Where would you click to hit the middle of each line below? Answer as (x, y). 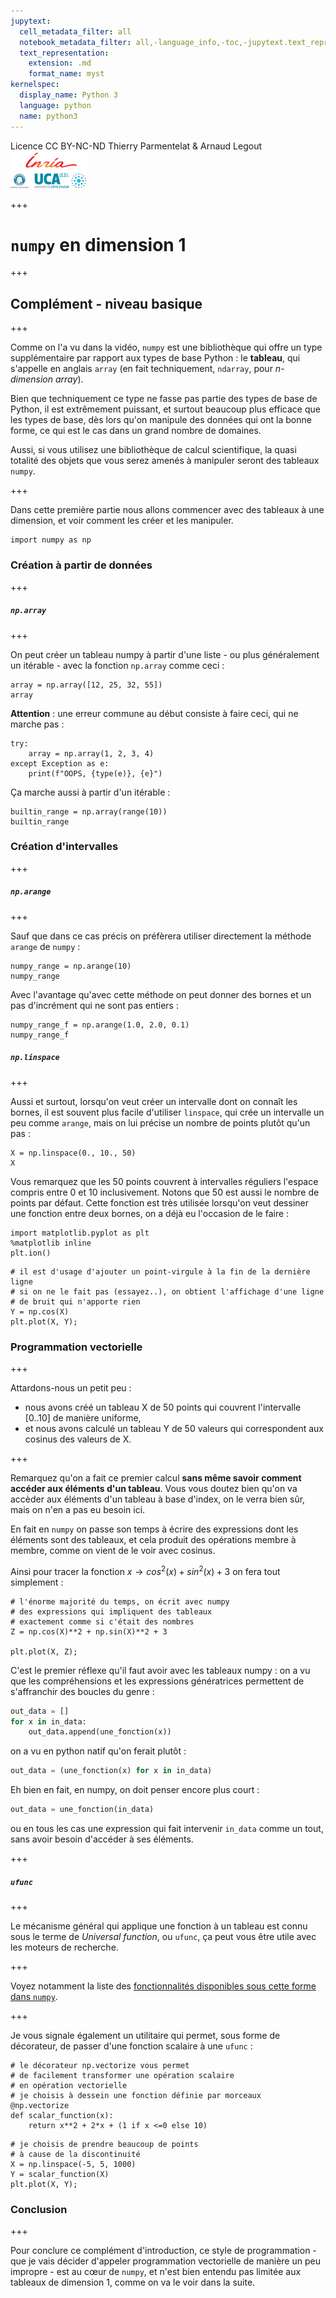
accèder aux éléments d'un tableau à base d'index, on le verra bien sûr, (158, 1499)
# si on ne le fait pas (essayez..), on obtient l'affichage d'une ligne (167, 1291)
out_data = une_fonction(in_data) (82, 1810)
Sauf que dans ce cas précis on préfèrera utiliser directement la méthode (161, 936)
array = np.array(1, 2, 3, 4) (91, 753)
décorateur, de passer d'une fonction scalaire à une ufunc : (131, 2046)
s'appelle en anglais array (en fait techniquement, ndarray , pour (141, 369)
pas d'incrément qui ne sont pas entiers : (94, 1005)
